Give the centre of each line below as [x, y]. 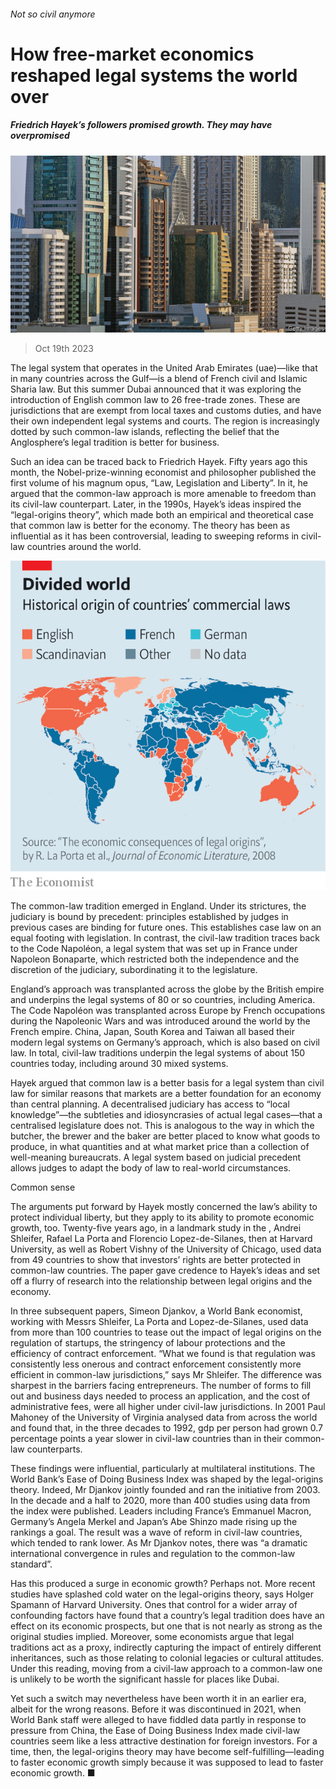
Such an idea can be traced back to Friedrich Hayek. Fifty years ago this [159, 462]
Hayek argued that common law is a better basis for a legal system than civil [167, 1083]
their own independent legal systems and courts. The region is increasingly [165, 421]
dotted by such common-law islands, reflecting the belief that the [145, 432]
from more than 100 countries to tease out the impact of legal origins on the [166, 1332]
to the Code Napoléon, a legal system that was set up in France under [154, 949]
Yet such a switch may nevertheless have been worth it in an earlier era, [158, 1699]
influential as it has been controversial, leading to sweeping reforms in [155, 536]
